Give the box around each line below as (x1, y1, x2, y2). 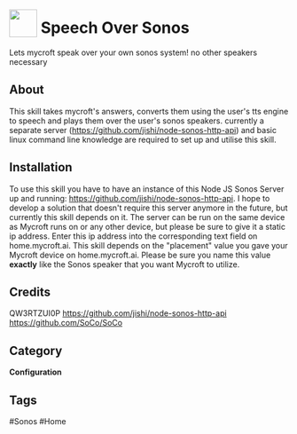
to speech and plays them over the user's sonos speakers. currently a (9, 115, 264, 126)
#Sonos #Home (9, 416, 66, 426)
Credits (9, 284, 51, 299)
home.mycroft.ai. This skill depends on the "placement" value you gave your (9, 240, 288, 250)
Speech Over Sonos (40, 18, 190, 38)
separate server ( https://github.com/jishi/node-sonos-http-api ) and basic (9, 124, 277, 135)
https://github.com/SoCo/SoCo (9, 318, 122, 328)
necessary (9, 56, 48, 67)
